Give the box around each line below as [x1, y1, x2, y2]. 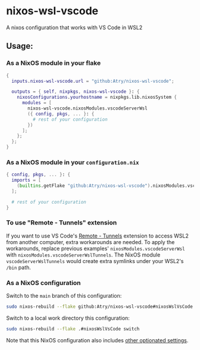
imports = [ [11, 177, 42, 183]
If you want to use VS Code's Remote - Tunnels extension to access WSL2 [6, 232, 189, 239]
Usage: [6, 41, 34, 51]
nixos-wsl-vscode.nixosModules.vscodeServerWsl [27, 105, 148, 111]
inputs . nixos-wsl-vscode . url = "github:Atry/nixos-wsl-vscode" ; [11, 78, 174, 84]
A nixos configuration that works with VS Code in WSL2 [6, 24, 143, 31]
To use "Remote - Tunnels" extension [6, 218, 117, 227]
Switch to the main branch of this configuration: [6, 292, 122, 299]
